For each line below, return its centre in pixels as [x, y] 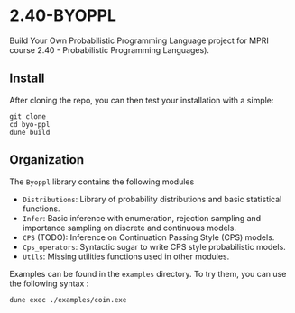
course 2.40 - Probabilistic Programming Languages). [110, 49]
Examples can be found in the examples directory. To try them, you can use [148, 273]
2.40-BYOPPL [63, 16]
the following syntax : [49, 283]
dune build [30, 132]
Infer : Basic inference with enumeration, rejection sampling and [142, 218]
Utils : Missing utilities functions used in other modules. [126, 256]
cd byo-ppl [30, 124]
